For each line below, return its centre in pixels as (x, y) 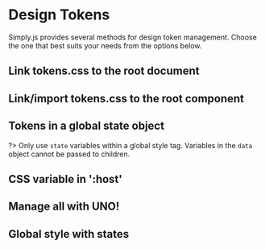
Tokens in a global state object (87, 126)
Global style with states (69, 234)
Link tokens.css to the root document (104, 71)
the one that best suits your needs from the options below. (105, 45)
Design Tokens (59, 15)
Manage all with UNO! (64, 207)
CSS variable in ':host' (65, 179)
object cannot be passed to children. (69, 154)
